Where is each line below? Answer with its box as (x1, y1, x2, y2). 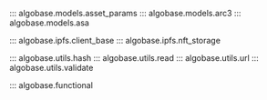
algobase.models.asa (9, 17, 89, 28)
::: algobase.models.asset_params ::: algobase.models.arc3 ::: (9, 8, 241, 18)
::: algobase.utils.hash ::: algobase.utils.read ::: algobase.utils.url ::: (9, 53, 260, 63)
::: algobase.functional (9, 80, 94, 90)
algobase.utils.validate (9, 63, 94, 73)
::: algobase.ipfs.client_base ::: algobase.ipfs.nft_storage (9, 35, 221, 45)
